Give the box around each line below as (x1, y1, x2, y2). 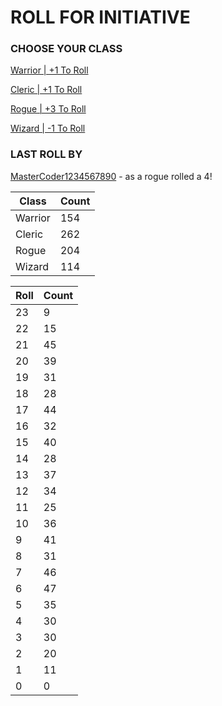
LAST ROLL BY (10, 147, 83, 161)
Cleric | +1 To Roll (10, 84, 83, 96)
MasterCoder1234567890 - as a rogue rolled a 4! (10, 170, 213, 182)
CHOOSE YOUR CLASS (10, 42, 123, 56)
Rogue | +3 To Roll (10, 103, 87, 115)
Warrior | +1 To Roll (10, 64, 89, 76)
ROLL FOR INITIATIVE (10, 6, 191, 29)
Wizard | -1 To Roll (10, 122, 86, 135)
